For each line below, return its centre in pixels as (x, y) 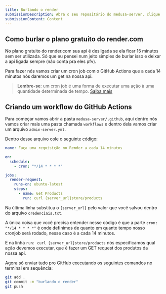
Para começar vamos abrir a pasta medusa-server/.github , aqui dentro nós (81, 119)
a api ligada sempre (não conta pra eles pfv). (51, 61)
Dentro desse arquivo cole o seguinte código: (51, 139)
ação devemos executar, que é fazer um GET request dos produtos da (77, 248)
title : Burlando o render (32, 10)
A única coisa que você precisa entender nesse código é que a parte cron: (81, 222)
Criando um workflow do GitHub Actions (69, 107)
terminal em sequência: (29, 268)
